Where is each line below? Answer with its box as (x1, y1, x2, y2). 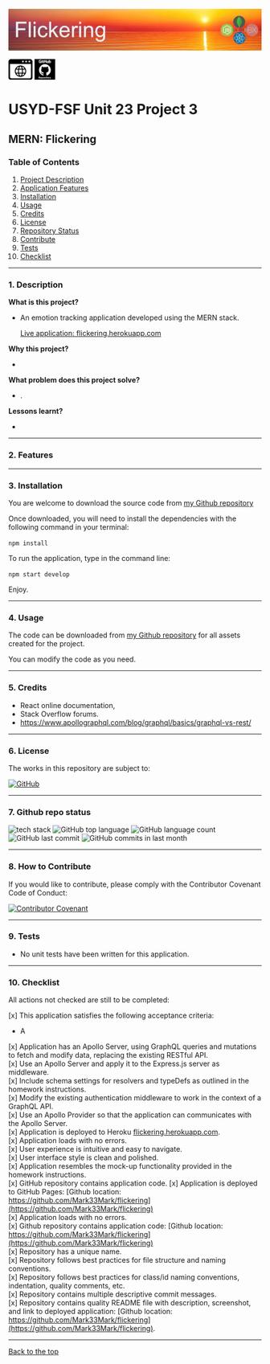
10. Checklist (8, 977, 60, 988)
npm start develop (8, 571, 70, 579)
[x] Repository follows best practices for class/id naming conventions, (8, 1272, 239, 1282)
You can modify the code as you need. (8, 654, 137, 664)
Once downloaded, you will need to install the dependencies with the (8, 514, 237, 523)
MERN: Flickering (8, 132, 97, 145)
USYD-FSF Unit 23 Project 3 (8, 100, 198, 119)
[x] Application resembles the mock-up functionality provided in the (8, 1161, 232, 1171)
